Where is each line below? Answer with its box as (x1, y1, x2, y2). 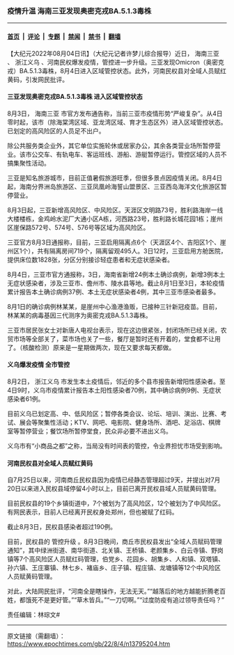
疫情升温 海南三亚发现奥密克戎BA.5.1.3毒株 (7, 6, 152, 15)
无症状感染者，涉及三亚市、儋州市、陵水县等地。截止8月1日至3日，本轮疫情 (7, 278, 225, 287)
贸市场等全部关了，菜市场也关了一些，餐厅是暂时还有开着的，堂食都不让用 (7, 334, 221, 342)
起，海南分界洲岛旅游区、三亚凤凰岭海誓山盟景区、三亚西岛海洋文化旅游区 (7, 182, 221, 191)
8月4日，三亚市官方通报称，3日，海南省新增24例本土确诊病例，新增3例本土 (7, 270, 226, 278)
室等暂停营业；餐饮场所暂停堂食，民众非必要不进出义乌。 (7, 427, 172, 435)
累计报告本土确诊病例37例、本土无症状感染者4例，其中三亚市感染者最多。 (7, 287, 220, 296)
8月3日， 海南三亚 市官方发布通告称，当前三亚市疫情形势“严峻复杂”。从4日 (7, 109, 223, 118)
